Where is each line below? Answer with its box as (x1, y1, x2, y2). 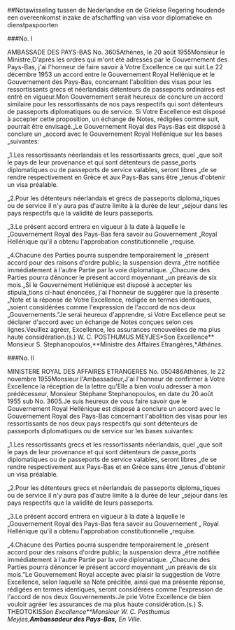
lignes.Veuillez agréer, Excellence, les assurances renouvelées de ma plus (7, 325, 221, 333)
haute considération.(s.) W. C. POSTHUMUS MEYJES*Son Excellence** (7, 332, 215, 341)
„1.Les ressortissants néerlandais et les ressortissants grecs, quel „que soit (7, 150, 222, 159)
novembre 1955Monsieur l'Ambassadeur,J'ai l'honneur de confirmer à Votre (7, 374, 225, 383)
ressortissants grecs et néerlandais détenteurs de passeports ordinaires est (7, 85, 226, 93)
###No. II (7, 353, 35, 362)
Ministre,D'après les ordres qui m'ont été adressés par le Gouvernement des (7, 55, 228, 64)
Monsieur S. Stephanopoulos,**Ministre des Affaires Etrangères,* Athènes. (7, 340, 223, 349)
